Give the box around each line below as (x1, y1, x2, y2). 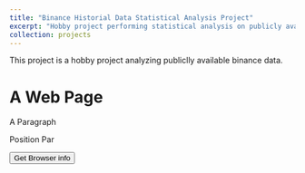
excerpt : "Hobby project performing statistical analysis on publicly (9, 22, 282, 31)
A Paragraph (9, 117, 57, 128)
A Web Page (9, 87, 103, 107)
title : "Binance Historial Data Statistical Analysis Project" (9, 13, 254, 23)
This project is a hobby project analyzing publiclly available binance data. (9, 55, 283, 66)
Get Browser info (14, 153, 71, 163)
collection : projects (9, 30, 92, 39)
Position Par (9, 134, 54, 145)
